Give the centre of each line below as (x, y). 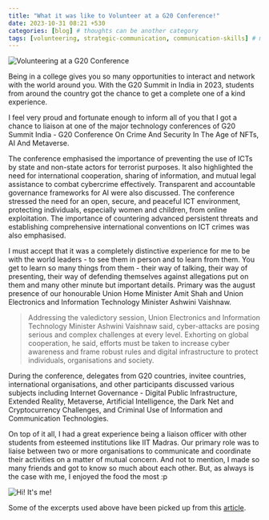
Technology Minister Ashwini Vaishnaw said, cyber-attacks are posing (144, 327)
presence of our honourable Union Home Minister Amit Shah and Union (126, 294)
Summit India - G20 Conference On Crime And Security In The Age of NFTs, (134, 135)
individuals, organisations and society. (91, 360)
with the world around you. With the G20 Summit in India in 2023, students (131, 85)
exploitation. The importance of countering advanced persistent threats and (133, 218)
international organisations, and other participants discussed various (121, 384)
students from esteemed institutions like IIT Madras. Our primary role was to (134, 443)
